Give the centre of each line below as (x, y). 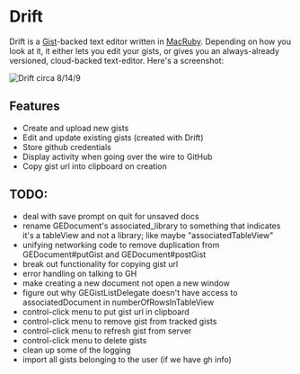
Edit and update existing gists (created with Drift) (113, 138)
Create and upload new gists (75, 128)
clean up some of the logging (77, 350)
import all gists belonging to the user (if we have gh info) (127, 359)
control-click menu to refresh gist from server (107, 331)
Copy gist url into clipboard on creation (95, 166)
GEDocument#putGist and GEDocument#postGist (114, 254)
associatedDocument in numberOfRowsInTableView (118, 302)
